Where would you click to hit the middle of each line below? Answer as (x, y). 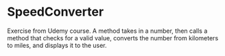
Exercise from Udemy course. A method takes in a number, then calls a (107, 31)
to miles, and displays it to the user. (57, 45)
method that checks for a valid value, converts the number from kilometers (113, 38)
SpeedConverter (56, 12)
